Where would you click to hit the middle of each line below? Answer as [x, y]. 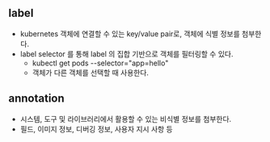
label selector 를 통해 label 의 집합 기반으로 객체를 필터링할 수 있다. [127, 54]
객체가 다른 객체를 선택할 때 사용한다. [91, 73]
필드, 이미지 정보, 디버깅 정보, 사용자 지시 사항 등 [96, 129]
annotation [36, 99]
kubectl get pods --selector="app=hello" [100, 63]
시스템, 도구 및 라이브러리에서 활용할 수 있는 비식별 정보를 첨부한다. [126, 119]
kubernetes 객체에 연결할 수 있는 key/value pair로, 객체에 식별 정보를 [130, 33]
